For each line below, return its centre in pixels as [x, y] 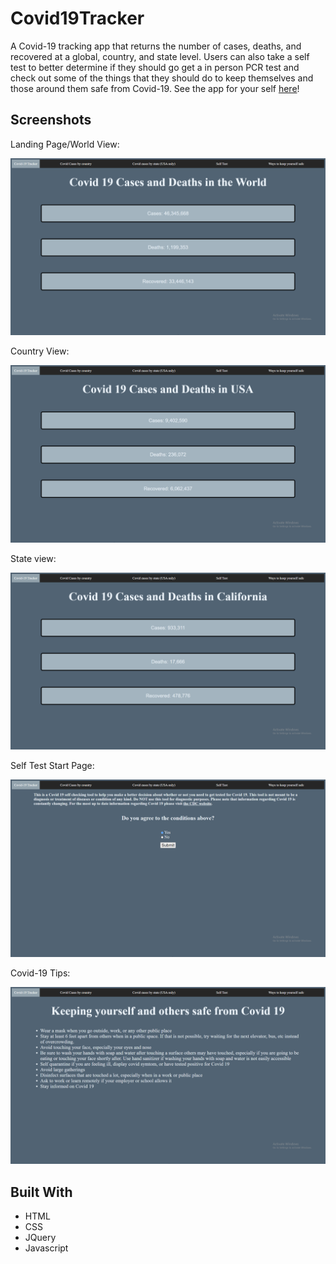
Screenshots [51, 120]
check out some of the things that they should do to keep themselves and [162, 78]
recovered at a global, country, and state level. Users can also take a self [160, 56]
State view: [33, 558]
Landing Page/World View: [65, 144]
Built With [41, 1192]
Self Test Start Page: [52, 766]
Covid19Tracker [77, 18]
